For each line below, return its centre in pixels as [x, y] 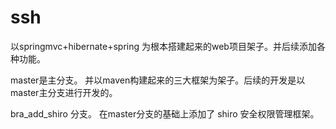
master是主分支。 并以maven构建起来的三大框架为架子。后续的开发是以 [158, 80]
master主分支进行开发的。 [64, 92]
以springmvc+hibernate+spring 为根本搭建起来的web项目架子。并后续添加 [163, 46]
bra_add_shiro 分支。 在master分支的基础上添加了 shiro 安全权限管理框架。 [165, 113]
